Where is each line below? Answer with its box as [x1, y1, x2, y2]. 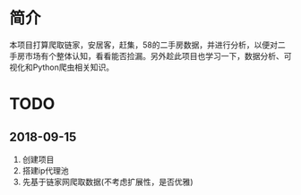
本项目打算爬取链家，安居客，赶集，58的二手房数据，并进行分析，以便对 [9, 39, 278, 50]
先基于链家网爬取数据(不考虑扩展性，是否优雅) [21, 176, 194, 187]
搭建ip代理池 [21, 165, 69, 175]
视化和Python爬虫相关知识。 [9, 62, 115, 72]
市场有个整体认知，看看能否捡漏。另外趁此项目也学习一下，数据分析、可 [24, 50, 292, 61]
